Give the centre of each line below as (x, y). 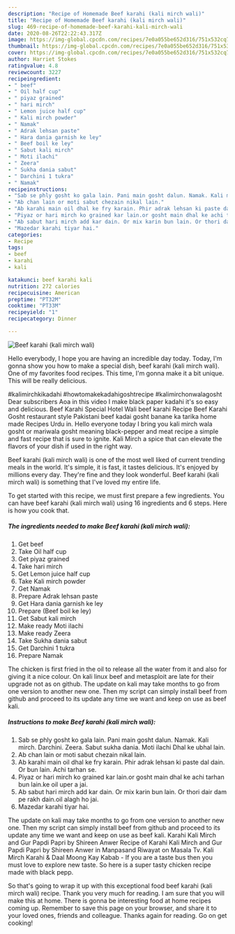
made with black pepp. (41, 872)
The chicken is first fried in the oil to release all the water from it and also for (117, 669)
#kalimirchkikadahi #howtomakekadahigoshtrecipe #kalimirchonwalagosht (115, 394)
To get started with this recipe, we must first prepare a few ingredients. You (116, 495)
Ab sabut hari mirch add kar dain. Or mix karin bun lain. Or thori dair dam (122, 791)
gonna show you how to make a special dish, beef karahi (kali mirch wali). (114, 366)
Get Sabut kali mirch (47, 618)
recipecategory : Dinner (43, 319)
